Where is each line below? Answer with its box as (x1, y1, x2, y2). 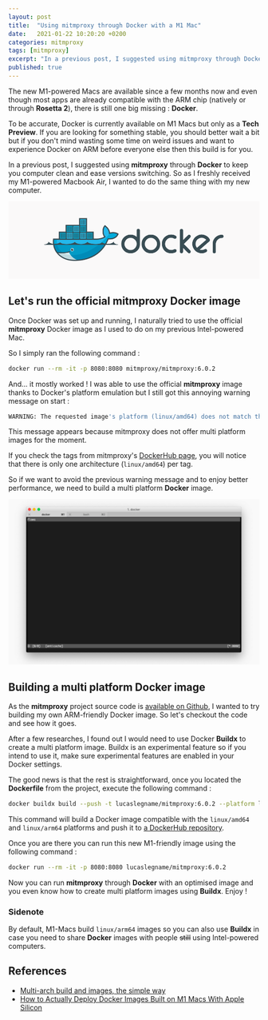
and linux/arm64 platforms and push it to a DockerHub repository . (8, 823, 225, 832)
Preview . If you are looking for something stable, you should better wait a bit (8, 127, 260, 137)
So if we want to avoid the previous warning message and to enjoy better (8, 475, 249, 484)
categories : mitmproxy (8, 38, 84, 46)
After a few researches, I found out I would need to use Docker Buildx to (8, 734, 246, 743)
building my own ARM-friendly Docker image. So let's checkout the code (8, 710, 248, 719)
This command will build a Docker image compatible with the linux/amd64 (8, 814, 250, 823)
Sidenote (8, 906, 44, 917)
